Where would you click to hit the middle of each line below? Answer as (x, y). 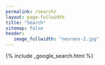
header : (15, 34)
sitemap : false (24, 28)
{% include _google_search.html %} (50, 56)
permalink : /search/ (31, 12)
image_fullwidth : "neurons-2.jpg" (56, 39)
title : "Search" (26, 22)
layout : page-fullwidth (35, 17)
